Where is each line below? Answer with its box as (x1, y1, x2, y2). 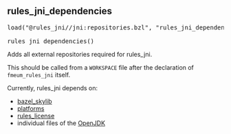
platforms (16, 104, 45, 112)
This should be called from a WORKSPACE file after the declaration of (7, 63, 195, 71)
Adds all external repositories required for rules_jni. (7, 50, 153, 58)
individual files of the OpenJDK (16, 119, 105, 127)
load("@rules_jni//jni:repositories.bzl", (7, 23, 153, 31)
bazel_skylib (16, 97, 53, 105)
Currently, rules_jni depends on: (7, 83, 98, 92)
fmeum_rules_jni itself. (7, 70, 71, 79)
